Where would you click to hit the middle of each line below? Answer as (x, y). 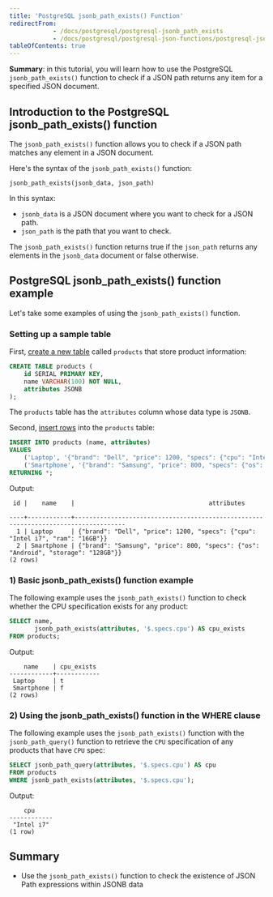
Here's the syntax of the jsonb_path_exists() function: (101, 168)
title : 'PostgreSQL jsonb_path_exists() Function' (96, 16)
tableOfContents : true (47, 46)
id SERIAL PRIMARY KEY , (64, 374)
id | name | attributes (129, 503)
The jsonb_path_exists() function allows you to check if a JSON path (126, 143)
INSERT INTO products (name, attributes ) (80, 442)
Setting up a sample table (60, 334)
